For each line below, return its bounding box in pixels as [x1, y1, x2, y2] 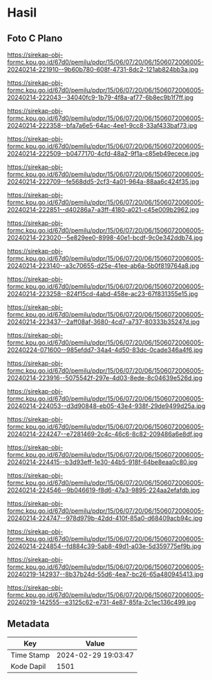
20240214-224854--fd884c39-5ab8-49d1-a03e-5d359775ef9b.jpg [7, 542, 202, 550]
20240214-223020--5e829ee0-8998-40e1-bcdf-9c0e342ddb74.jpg [7, 233, 203, 242]
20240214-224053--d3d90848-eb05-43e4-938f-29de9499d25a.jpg [7, 402, 206, 410]
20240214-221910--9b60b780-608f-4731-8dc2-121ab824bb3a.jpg [7, 66, 199, 73]
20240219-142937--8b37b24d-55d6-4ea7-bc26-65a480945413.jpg [7, 570, 204, 578]
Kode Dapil [10, 661, 46, 671]
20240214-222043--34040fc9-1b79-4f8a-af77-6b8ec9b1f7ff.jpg [7, 93, 194, 101]
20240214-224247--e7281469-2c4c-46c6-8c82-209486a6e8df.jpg [7, 430, 203, 438]
